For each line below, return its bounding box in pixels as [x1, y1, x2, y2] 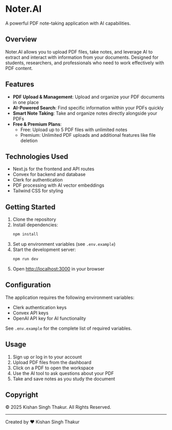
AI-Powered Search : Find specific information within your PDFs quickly [12, 104, 164, 111]
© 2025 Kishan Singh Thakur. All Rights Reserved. [5, 404, 112, 410]
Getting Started [5, 203, 56, 211]
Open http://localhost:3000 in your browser [12, 265, 105, 272]
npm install [12, 232, 38, 237]
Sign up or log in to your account [12, 353, 82, 360]
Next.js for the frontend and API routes [12, 166, 95, 172]
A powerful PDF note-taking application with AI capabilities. [5, 20, 131, 26]
